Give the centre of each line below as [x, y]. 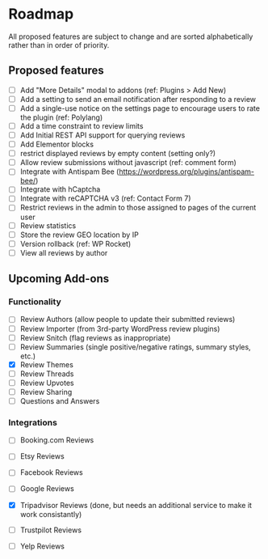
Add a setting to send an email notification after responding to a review [138, 99]
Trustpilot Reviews [51, 530]
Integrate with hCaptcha [60, 189]
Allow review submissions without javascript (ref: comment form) [128, 163]
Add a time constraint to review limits [82, 125]
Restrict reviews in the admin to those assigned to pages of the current [138, 208]
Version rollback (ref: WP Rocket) [75, 244]
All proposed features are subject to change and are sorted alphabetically [131, 36]
